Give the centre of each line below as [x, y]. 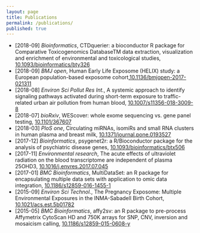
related [24, 103]
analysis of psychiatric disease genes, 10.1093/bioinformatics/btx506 [100, 147]
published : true [26, 28]
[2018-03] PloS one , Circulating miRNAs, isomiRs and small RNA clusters [104, 128]
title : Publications [32, 17]
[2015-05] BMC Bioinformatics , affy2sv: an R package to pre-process [100, 211]
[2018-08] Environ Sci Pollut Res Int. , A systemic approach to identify [100, 90]
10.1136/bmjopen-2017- [158, 77]
